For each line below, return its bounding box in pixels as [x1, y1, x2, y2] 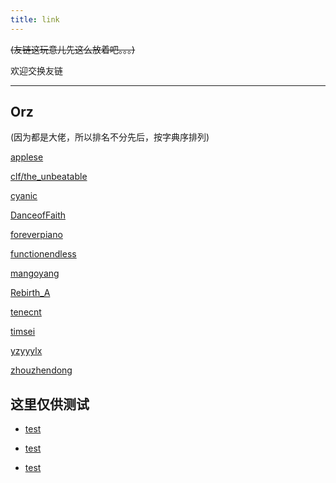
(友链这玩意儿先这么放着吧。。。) [10, 43, 136, 55]
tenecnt [10, 306, 42, 318]
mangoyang [10, 267, 60, 280]
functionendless [10, 248, 77, 260]
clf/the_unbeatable [10, 171, 88, 183]
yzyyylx [10, 345, 43, 357]
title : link [10, 14, 60, 25]
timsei [10, 326, 36, 338]
